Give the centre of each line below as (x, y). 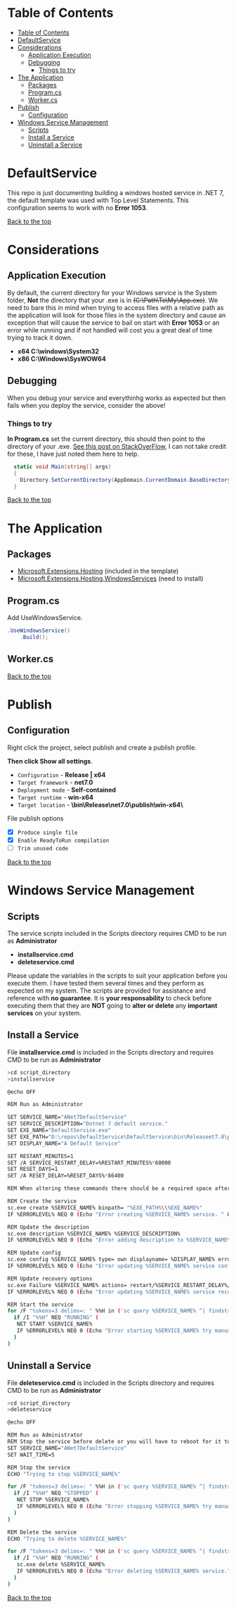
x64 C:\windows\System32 (58, 351)
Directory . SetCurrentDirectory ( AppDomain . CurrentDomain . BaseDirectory (125, 480)
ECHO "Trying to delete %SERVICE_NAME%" (67, 1539)
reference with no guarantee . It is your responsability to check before (110, 998)
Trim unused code (43, 848)
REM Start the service (40, 1305)
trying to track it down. (40, 337)
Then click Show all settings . (50, 761)
